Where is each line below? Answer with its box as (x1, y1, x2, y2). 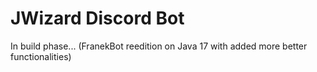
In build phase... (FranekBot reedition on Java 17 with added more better (10, 40, 308, 52)
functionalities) (10, 50, 72, 62)
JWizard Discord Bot (10, 7, 185, 30)
